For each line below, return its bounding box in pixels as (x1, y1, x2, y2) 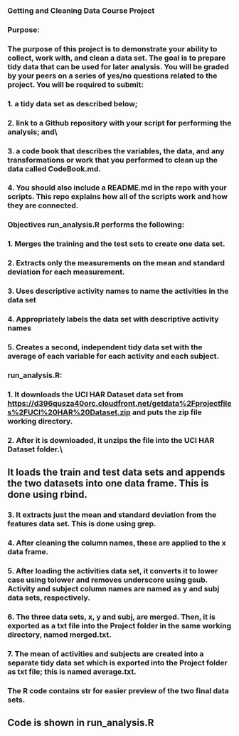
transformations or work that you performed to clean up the (7, 155, 218, 165)
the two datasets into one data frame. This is (7, 477, 209, 490)
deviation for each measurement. (7, 267, 125, 277)
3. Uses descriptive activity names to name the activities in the (7, 286, 229, 296)
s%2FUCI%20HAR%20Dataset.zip (7, 407, 131, 417)
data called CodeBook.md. (7, 163, 102, 173)
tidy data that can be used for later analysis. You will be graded (7, 61, 229, 71)
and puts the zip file (132, 407, 203, 417)
